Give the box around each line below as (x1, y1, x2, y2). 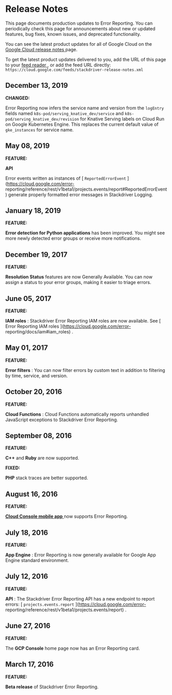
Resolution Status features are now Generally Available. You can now (5, 274, 153, 280)
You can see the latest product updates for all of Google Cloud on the (5, 41, 152, 47)
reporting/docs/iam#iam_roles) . (5, 329, 73, 334)
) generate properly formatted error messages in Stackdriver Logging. (5, 191, 153, 198)
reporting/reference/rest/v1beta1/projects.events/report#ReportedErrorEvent (5, 186, 167, 192)
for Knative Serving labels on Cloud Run (80, 116, 164, 122)
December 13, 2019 (5, 81, 68, 90)
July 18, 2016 (5, 528, 48, 537)
